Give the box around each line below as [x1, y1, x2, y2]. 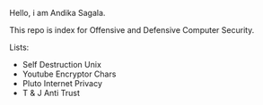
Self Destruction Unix [22, 60, 101, 69]
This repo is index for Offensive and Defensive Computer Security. [9, 25, 255, 35]
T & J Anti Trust [22, 88, 81, 98]
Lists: [9, 42, 30, 52]
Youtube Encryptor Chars [22, 69, 117, 79]
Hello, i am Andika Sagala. [9, 8, 106, 18]
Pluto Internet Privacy [22, 78, 103, 88]
